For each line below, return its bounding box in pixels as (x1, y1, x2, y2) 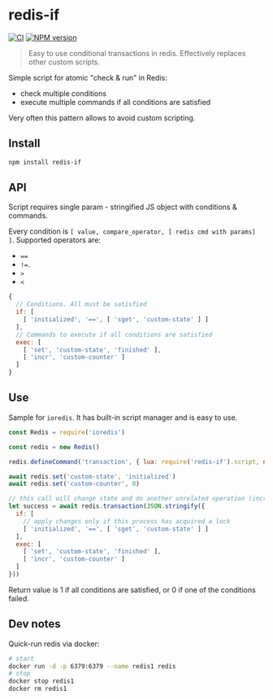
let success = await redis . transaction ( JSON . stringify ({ (8, 502, 206, 510)
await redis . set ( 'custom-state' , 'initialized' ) (8, 472, 176, 481)
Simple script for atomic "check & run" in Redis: (8, 72, 168, 82)
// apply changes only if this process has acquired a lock (23, 517, 231, 526)
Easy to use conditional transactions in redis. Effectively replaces (28, 48, 246, 58)
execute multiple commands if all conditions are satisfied (19, 97, 211, 107)
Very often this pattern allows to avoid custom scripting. (8, 112, 196, 123)
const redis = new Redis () (8, 443, 100, 451)
